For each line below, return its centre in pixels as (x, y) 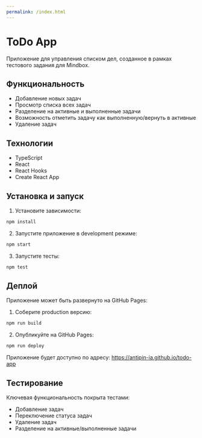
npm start (19, 244)
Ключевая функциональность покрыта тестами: (68, 397)
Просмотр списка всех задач (53, 105)
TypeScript (29, 158)
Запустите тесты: (37, 256)
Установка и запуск (45, 196)
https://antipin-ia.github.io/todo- (151, 358)
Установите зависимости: (48, 211)
